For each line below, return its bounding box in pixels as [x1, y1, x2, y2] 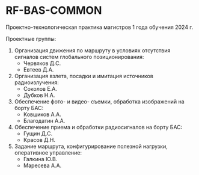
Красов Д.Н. [23, 136, 55, 143]
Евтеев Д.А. [23, 66, 54, 73]
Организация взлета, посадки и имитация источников [14, 72, 154, 79]
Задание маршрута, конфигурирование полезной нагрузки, [14, 143, 168, 150]
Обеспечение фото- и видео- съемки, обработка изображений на [14, 97, 185, 105]
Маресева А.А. [23, 162, 62, 169]
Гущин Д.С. [23, 130, 53, 137]
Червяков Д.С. [23, 60, 61, 67]
